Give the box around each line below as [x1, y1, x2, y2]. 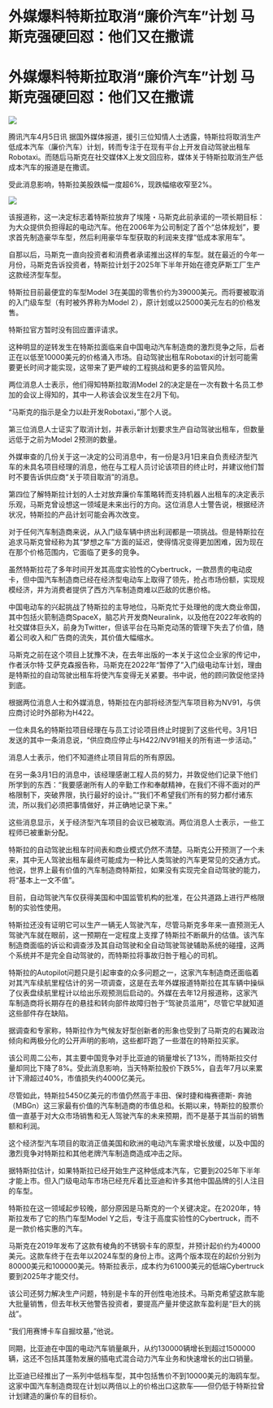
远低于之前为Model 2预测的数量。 [8, 435, 122, 444]
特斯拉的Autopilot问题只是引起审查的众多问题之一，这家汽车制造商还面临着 [8, 968, 260, 977]
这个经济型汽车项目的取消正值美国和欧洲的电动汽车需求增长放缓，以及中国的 [8, 1138, 265, 1148]
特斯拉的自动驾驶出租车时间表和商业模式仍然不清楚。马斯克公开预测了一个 [8, 845, 258, 855]
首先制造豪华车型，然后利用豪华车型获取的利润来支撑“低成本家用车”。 [15, 232, 250, 242]
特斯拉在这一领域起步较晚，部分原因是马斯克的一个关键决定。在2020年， [8, 1203, 254, 1213]
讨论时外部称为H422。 [22, 708, 99, 717]
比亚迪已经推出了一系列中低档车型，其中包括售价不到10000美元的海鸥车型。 [8, 1371, 265, 1381]
